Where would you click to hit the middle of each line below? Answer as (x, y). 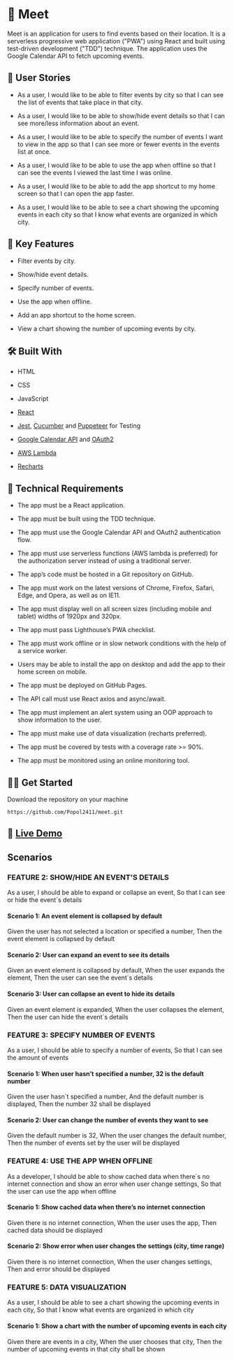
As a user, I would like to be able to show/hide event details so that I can (121, 115)
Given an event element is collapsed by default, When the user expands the (116, 971)
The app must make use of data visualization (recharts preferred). (112, 733)
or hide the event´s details (45, 900)
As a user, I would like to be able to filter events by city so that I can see (120, 94)
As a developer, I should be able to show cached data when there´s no (109, 1176)
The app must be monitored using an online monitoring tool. (103, 761)
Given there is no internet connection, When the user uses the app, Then (112, 1222)
